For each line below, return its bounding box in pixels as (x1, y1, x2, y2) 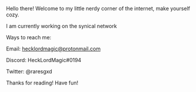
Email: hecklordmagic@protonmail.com (6, 45, 101, 52)
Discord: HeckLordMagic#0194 (6, 57, 82, 63)
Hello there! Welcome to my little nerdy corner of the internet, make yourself (6, 5, 191, 12)
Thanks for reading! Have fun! (6, 79, 79, 86)
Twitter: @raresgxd (6, 68, 53, 75)
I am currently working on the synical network (6, 23, 117, 29)
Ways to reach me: (6, 34, 52, 40)
